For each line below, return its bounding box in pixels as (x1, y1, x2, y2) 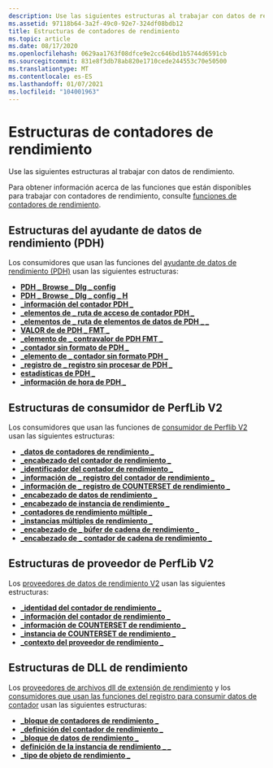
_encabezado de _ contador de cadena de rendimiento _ (19, 533, 213, 543)
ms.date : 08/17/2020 (8, 42, 79, 50)
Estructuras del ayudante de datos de (8, 223, 202, 237)
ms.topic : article (8, 34, 71, 43)
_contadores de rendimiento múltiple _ (19, 507, 153, 517)
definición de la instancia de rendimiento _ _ (19, 741, 171, 751)
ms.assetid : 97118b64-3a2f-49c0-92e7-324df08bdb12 (8, 20, 184, 28)
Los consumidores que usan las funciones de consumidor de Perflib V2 (8, 422, 248, 432)
